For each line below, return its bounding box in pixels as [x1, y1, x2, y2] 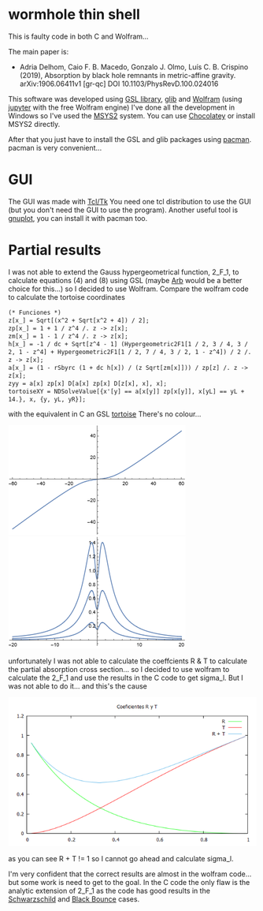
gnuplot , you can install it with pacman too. [8, 213, 148, 222]
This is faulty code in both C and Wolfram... [8, 32, 149, 41]
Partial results [8, 241, 102, 259]
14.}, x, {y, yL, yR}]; [8, 395, 87, 403]
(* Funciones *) [8, 308, 61, 316]
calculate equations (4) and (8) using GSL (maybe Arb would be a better [8, 275, 243, 285]
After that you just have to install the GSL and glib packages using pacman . [8, 134, 252, 144]
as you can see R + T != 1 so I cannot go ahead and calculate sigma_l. [8, 854, 234, 864]
